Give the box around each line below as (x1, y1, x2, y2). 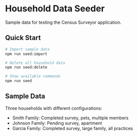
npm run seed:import (5, 51, 48, 56)
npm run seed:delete (5, 65, 48, 70)
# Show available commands (5, 74, 61, 79)
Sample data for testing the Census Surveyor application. (5, 19, 122, 25)
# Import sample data (5, 46, 50, 52)
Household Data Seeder (5, 3, 105, 14)
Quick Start (5, 34, 41, 42)
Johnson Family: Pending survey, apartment (12, 120, 102, 126)
